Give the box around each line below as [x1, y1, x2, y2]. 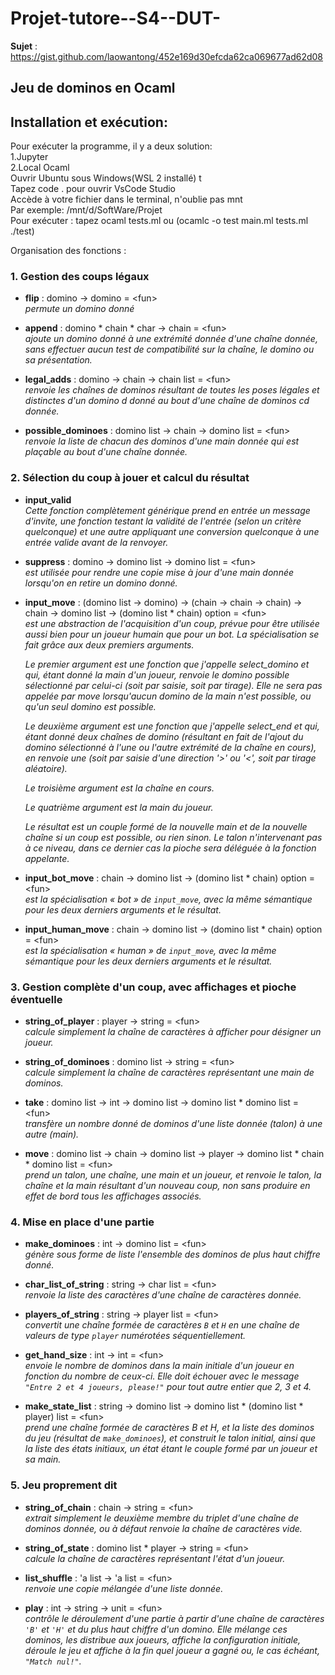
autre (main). [24, 1128, 80, 1141]
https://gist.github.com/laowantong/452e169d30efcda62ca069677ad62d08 [10, 50, 323, 62]
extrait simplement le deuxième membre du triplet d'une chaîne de [24, 1512, 299, 1524]
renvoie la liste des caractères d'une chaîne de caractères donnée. [24, 1289, 302, 1301]
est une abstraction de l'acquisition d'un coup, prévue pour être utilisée [24, 617, 320, 629]
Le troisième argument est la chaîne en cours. [24, 782, 215, 794]
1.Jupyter [10, 151, 49, 163]
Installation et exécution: [10, 113, 168, 131]
